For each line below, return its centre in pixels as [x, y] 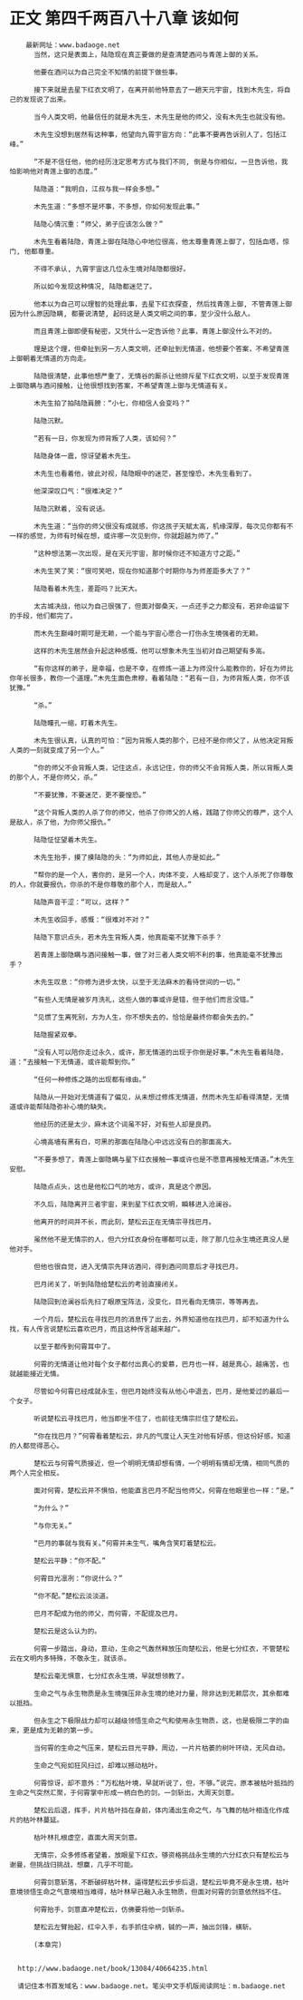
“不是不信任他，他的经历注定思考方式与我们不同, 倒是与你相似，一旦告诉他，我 [161, 161]
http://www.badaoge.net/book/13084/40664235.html [113, 1968]
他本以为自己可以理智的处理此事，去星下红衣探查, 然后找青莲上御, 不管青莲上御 [162, 304]
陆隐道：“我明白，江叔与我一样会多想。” [96, 189]
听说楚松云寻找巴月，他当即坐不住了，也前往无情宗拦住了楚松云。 [137, 1419]
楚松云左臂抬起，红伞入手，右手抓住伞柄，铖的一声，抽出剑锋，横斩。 [144, 1927]
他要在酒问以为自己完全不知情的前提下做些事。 [108, 72]
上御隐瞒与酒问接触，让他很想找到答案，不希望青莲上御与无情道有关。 [121, 385]
